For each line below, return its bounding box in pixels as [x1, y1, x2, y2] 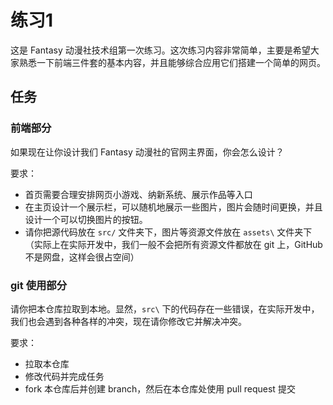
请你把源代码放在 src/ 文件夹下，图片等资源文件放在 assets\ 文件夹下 [24, 226, 313, 238]
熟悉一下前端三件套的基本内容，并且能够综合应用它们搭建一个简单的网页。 [18, 56, 326, 68]
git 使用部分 [10, 278, 68, 292]
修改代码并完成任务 [24, 370, 105, 382]
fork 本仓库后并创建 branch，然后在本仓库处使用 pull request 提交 [24, 382, 296, 395]
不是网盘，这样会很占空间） [24, 251, 140, 263]
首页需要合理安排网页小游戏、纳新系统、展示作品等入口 [24, 188, 253, 200]
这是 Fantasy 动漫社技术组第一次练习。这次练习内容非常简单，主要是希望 [10, 44, 311, 56]
